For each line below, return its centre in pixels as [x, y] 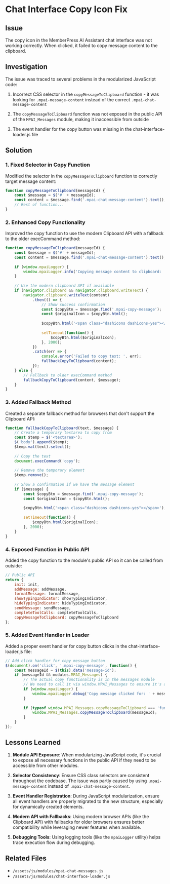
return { [14, 580]
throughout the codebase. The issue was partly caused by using [80, 781]
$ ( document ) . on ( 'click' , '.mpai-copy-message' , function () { [71, 665]
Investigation [27, 67]
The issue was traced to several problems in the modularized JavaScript [80, 79]
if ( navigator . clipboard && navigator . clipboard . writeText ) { [81, 291]
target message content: [31, 181]
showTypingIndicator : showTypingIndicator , [61, 599]
